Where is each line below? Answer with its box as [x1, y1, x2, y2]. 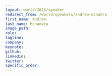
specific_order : [5, 63, 39, 68]
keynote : [5, 44, 24, 49]
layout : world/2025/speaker [5, 7, 65, 12]
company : [5, 40, 24, 45]
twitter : [5, 58, 24, 63]
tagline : [5, 35, 24, 40]
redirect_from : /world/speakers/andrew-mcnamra [5, 12, 107, 17]
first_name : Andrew [5, 16, 46, 21]
